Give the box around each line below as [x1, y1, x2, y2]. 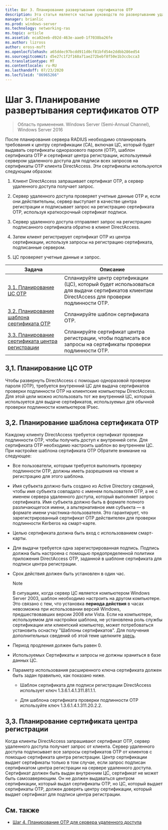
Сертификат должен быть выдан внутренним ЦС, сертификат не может [5, 770, 158, 776]
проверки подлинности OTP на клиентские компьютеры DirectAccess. [5, 388, 156, 394]
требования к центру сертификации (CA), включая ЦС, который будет [5, 141, 155, 148]
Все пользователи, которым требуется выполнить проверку [12, 463, 142, 469]
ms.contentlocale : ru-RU [5, 63, 57, 68]
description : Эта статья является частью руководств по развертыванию [5, 12, 155, 17]
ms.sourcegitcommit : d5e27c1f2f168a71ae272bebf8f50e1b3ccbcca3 [5, 54, 140, 59]
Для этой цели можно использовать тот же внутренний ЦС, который [5, 393, 152, 399]
